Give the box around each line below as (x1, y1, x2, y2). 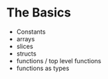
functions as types (16, 64, 69, 72)
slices (16, 42, 34, 50)
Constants (16, 27, 46, 36)
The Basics (6, 5, 72, 21)
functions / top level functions (16, 56, 101, 65)
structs (16, 49, 37, 58)
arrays (16, 34, 35, 43)
